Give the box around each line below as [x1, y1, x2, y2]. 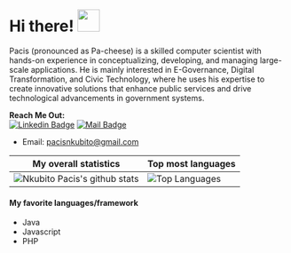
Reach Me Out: [9, 109, 65, 120]
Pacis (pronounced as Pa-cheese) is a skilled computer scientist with [9, 45, 262, 56]
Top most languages [147, 157, 237, 170]
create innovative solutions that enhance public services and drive [9, 83, 252, 93]
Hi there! [9, 16, 75, 36]
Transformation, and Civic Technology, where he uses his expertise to [9, 74, 265, 84]
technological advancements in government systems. [9, 92, 205, 103]
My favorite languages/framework [9, 197, 139, 208]
